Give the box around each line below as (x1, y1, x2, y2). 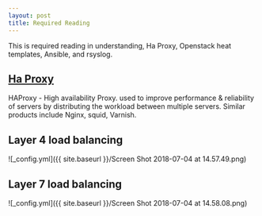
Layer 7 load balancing (8, 177, 123, 191)
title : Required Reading (8, 19, 90, 27)
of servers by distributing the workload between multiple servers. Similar (8, 102, 245, 111)
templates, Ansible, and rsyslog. (8, 49, 113, 59)
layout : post (8, 11, 51, 20)
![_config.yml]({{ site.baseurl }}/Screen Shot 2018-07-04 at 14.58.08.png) (8, 198, 248, 207)
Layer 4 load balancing (8, 133, 123, 147)
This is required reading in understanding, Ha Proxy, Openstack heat (8, 40, 232, 50)
